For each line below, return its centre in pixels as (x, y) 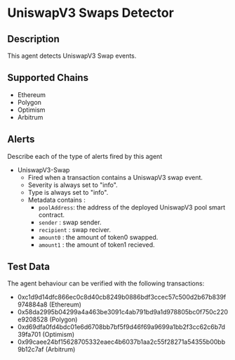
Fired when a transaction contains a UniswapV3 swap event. (115, 177)
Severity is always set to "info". (73, 185)
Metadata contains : (56, 200)
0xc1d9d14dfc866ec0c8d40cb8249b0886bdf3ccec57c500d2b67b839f (122, 297)
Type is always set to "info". (68, 192)
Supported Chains (48, 78)
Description (33, 39)
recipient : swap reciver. (74, 229)
